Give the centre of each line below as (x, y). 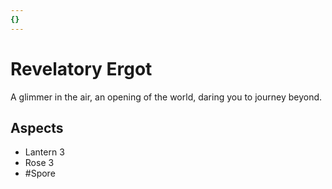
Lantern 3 (44, 152)
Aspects (37, 127)
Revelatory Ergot (81, 68)
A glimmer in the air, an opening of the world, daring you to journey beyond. (166, 97)
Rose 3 (39, 163)
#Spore (40, 173)
